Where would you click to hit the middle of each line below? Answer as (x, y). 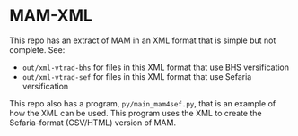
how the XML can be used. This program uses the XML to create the (136, 113)
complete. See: (37, 49)
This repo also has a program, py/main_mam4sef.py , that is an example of (143, 103)
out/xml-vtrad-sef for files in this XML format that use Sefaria (137, 76)
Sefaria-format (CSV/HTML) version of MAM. (93, 123)
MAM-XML (51, 16)
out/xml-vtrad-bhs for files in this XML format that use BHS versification (156, 67)
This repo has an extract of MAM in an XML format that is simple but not (143, 40)
